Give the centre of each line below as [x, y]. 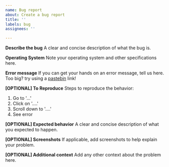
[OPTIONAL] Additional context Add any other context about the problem [83, 155]
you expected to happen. [32, 130]
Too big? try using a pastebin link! [41, 78]
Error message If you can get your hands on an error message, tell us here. [85, 73]
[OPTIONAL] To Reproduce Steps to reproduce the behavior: [70, 88]
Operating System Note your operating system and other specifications [81, 58]
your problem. [20, 145]
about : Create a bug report [35, 15]
